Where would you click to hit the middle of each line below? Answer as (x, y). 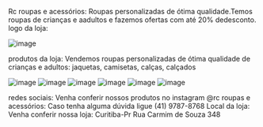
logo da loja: (29, 28)
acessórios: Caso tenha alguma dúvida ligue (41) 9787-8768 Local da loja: (129, 106)
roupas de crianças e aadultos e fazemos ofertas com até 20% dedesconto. (132, 20)
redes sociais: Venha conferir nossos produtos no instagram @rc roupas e (130, 97)
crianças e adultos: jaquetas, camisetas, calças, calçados (102, 67)
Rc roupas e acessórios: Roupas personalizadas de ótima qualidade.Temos (131, 11)
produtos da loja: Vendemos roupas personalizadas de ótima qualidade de (130, 59)
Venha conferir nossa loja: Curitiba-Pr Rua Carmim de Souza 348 (114, 114)
